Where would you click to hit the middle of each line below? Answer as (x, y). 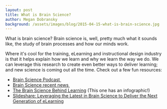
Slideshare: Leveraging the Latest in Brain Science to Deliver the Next (85, 96)
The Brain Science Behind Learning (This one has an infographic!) (81, 90)
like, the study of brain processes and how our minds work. (67, 44)
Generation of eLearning (38, 101)
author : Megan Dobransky (31, 19)
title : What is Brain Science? (38, 15)
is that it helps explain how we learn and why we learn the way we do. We (82, 59)
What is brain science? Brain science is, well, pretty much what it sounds (81, 39)
